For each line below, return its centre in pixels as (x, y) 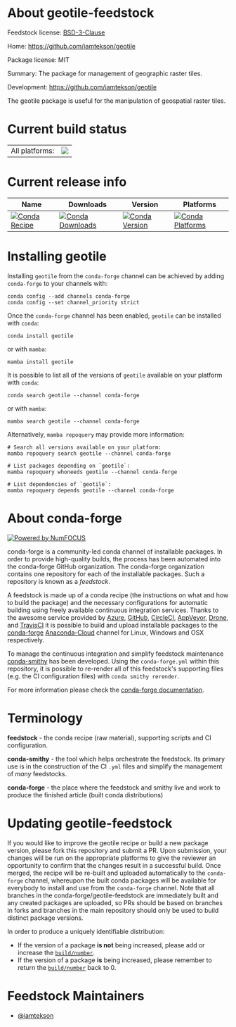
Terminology (45, 718)
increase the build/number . (56, 952)
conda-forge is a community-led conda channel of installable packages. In (115, 552)
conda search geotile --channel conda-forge (73, 395)
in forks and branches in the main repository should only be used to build (113, 910)
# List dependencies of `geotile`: (59, 484)
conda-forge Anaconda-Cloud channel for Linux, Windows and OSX (106, 633)
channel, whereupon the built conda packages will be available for (120, 880)
